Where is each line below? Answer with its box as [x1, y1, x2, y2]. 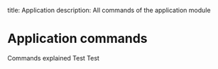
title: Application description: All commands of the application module [7, 6, 211, 14]
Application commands [7, 31, 148, 46]
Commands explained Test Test [7, 54, 99, 62]
